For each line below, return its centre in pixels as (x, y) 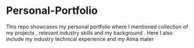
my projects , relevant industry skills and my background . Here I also (89, 32)
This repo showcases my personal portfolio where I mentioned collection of (97, 27)
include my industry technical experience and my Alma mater (80, 39)
